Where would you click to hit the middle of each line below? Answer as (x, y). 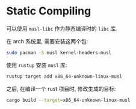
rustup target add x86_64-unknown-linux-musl (64, 76)
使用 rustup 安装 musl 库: (37, 65)
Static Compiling (49, 11)
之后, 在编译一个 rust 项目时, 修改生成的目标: (61, 89)
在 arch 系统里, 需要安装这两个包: (47, 41)
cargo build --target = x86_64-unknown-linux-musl (68, 100)
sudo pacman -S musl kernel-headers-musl (59, 52)
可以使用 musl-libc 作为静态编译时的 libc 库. (62, 28)
